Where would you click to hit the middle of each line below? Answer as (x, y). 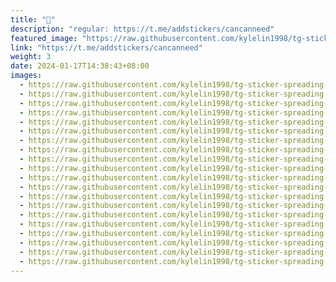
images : (26, 76)
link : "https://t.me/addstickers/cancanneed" (106, 47)
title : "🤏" (33, 19)
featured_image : (44, 38)
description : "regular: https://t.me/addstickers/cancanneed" (142, 29)
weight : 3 (31, 57)
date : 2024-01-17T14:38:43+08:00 (80, 66)
